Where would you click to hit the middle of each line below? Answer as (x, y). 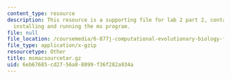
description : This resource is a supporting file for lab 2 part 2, (107, 20)
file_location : (29, 39)
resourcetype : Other (37, 52)
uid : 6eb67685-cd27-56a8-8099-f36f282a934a (70, 65)
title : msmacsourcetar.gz (44, 58)
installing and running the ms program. (72, 26)
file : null (23, 33)
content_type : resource (41, 13)
